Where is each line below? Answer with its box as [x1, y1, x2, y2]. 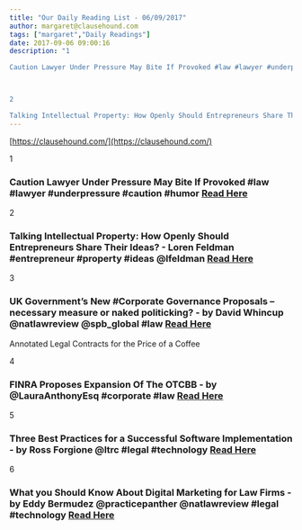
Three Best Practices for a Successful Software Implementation [9, 432, 293, 445]
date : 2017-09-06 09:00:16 [9, 38, 111, 48]
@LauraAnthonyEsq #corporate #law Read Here [9, 389, 224, 401]
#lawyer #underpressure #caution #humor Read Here [9, 186, 249, 199]
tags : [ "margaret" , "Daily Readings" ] [9, 30, 151, 39]
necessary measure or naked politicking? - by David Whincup [9, 307, 284, 319]
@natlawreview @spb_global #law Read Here [9, 318, 212, 330]
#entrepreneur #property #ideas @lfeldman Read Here [9, 252, 253, 265]
